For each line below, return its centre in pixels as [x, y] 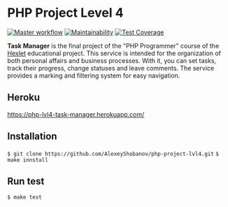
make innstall [28, 160]
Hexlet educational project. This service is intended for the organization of [114, 53]
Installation [32, 137]
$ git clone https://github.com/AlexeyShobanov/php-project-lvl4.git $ [113, 154]
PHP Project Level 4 [65, 13]
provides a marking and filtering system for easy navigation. [94, 76]
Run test [26, 181]
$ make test [24, 197]
